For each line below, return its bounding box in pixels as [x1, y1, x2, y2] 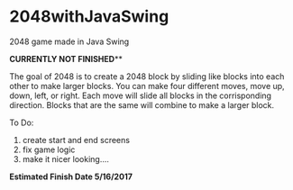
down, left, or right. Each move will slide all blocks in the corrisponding [9, 90, 272, 101]
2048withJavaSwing [9, 6, 169, 27]
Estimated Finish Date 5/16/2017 [9, 171, 133, 182]
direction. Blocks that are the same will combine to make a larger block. [9, 99, 275, 110]
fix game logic [22, 144, 76, 155]
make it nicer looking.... [22, 153, 110, 164]
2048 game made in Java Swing [9, 36, 130, 47]
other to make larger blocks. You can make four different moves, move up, [9, 80, 286, 91]
